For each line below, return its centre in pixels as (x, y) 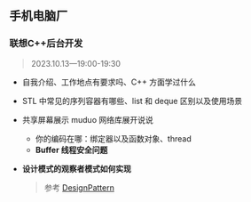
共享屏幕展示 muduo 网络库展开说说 (87, 119)
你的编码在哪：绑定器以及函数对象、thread (114, 138)
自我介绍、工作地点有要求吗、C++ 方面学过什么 (109, 82)
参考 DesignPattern (79, 187)
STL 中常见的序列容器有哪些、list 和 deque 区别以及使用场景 (132, 101)
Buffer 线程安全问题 (71, 149)
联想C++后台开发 (46, 44)
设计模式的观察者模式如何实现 (76, 168)
